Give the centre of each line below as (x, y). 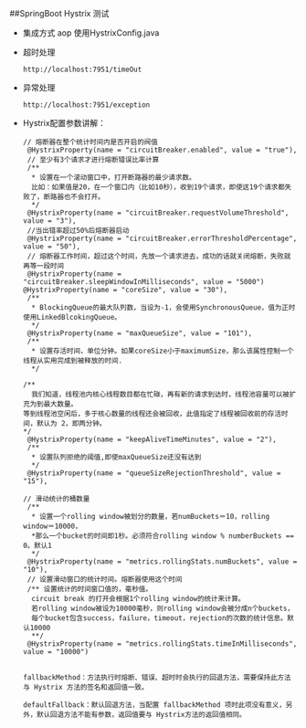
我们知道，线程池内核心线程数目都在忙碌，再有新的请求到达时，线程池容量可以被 (160, 395)
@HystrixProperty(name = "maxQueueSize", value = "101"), (140, 333)
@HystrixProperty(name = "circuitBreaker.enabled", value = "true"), (162, 150)
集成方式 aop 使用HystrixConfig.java (91, 33)
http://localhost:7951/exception (86, 105)
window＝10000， (52, 526)
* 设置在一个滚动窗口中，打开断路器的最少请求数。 (114, 177)
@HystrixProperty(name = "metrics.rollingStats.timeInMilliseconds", (162, 644)
